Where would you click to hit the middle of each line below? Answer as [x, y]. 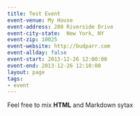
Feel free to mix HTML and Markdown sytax [70, 105]
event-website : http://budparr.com [59, 46]
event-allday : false [37, 53]
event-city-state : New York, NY [56, 33]
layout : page [26, 72]
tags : [15, 79]
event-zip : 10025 [32, 40]
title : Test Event [34, 14]
